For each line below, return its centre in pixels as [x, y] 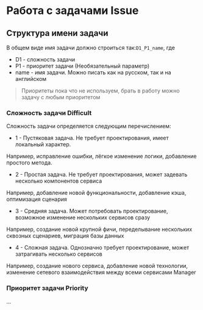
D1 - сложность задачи [45, 59]
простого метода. [30, 163]
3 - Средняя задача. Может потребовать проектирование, [92, 211]
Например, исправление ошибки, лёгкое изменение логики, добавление [101, 157]
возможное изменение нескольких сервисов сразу [83, 217]
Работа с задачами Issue [73, 11]
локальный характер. [43, 144]
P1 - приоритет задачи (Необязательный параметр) [82, 66]
